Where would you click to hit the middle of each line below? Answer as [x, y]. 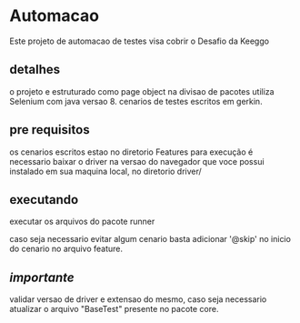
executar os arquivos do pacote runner [82, 222]
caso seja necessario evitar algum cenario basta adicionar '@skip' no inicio [150, 239]
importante [42, 277]
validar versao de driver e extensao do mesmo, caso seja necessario [138, 299]
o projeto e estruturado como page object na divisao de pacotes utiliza [142, 91]
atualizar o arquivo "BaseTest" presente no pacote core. [114, 309]
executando [44, 200]
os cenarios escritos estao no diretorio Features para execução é [131, 152]
